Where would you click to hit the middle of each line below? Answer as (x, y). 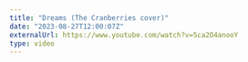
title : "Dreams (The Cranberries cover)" (89, 18)
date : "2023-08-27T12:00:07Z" (67, 26)
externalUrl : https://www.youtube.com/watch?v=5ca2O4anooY (124, 35)
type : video (32, 43)
